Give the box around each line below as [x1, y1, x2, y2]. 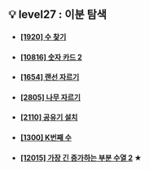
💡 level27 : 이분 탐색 [8, 7, 107, 22]
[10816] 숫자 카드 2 [20, 52, 83, 62]
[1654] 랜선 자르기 [20, 72, 80, 82]
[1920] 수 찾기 [20, 32, 67, 41]
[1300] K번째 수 [20, 133, 72, 142]
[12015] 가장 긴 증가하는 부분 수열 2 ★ [20, 153, 142, 163]
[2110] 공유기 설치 [20, 112, 78, 122]
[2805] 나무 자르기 [20, 92, 81, 102]
